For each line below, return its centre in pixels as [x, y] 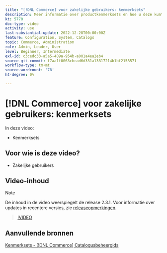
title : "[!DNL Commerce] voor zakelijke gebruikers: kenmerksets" [75, 10]
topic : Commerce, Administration [40, 42]
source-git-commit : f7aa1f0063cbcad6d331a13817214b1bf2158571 [71, 61]
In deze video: [20, 128]
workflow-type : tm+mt [28, 65]
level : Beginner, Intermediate [38, 51]
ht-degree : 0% [20, 75]
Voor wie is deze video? [43, 153]
